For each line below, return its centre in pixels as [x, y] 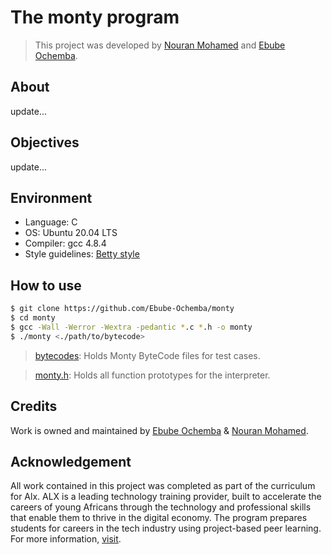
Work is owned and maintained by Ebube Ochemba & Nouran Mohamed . [159, 430]
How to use [46, 285]
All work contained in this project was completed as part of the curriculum [163, 486]
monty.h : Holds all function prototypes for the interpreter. [152, 375]
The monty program [95, 17]
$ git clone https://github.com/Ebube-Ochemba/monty [122, 309]
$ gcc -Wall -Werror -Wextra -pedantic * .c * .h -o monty [131, 327]
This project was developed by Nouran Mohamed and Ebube [160, 45]
